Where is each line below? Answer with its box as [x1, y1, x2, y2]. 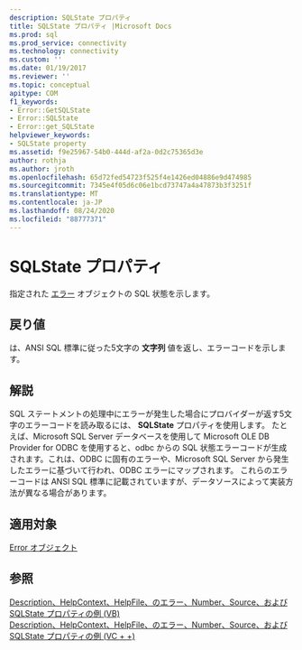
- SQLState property [9, 139, 87, 148]
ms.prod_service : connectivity [9, 38, 127, 48]
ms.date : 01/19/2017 [9, 64, 87, 73]
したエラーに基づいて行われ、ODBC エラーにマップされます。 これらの [9, 465, 272, 476]
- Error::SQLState [9, 114, 78, 123]
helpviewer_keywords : [9, 131, 91, 140]
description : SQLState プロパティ [9, 13, 133, 23]
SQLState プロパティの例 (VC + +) [9, 630, 135, 641]
